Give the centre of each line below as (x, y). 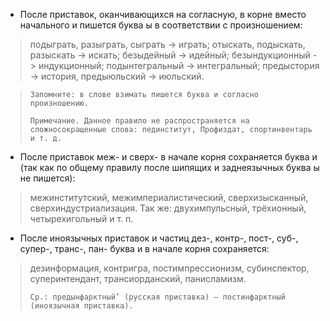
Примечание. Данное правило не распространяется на (139, 121)
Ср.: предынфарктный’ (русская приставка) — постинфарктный (157, 297)
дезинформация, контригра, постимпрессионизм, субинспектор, (169, 268)
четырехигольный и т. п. (81, 218)
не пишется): (47, 178)
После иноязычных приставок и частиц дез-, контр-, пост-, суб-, (159, 238)
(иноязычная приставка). (81, 306)
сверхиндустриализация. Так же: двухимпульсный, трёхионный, (168, 208)
